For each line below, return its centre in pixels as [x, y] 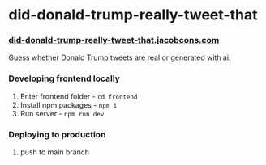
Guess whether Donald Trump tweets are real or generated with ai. [120, 57]
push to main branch [55, 152]
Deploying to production [57, 134]
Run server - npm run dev [62, 113]
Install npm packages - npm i [69, 105]
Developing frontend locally [64, 78]
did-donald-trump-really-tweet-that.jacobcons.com [114, 40]
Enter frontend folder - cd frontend [79, 96]
